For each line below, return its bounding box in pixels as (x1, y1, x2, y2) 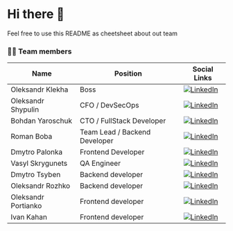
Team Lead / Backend (79, 128, 151, 137)
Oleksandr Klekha (10, 85, 69, 94)
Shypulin (10, 105, 40, 114)
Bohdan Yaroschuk (10, 116, 73, 126)
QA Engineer (79, 159, 121, 169)
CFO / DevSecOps (79, 101, 139, 110)
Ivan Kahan (10, 212, 47, 222)
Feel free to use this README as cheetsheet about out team (7, 29, 178, 37)
